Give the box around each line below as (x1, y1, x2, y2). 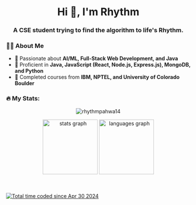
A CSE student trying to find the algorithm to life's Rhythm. (13, 26, 184, 34)
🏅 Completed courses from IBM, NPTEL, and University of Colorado (14, 74, 180, 81)
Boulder (14, 80, 35, 87)
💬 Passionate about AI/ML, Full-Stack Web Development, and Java (14, 55, 178, 62)
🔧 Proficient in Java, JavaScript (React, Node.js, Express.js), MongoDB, (14, 61, 191, 68)
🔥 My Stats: (6, 95, 40, 103)
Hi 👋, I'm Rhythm (57, 5, 140, 19)
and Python (14, 67, 44, 75)
